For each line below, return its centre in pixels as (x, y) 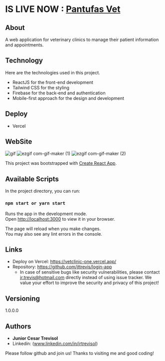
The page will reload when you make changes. (53, 229)
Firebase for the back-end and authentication (59, 93)
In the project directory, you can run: (43, 191)
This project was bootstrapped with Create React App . (61, 163)
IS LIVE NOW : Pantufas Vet (63, 9)
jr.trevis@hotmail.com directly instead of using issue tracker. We (86, 278)
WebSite (19, 142)
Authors (18, 326)
